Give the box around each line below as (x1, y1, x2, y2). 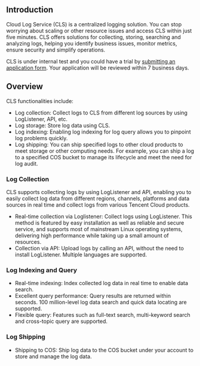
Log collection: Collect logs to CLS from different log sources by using (14, 109, 188, 116)
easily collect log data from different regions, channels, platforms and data (6, 195, 190, 202)
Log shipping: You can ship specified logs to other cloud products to (14, 141, 183, 148)
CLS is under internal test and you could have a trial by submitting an (6, 58, 176, 65)
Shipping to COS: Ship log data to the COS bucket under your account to (14, 346, 194, 353)
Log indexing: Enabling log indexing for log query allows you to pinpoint (14, 128, 191, 135)
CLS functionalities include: (6, 97, 73, 104)
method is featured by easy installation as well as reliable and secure (14, 219, 184, 226)
